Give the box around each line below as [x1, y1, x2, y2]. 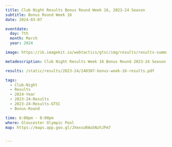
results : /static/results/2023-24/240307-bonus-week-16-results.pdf [5, 68, 155, 73]
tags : [5, 77, 17, 82]
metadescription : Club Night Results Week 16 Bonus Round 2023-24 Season [5, 59, 166, 64]
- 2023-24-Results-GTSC [10, 101, 60, 107]
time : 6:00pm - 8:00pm [5, 115, 54, 120]
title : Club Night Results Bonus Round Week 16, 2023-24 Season [5, 7, 145, 13]
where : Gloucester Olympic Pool [5, 120, 74, 125]
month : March [10, 36, 38, 41]
